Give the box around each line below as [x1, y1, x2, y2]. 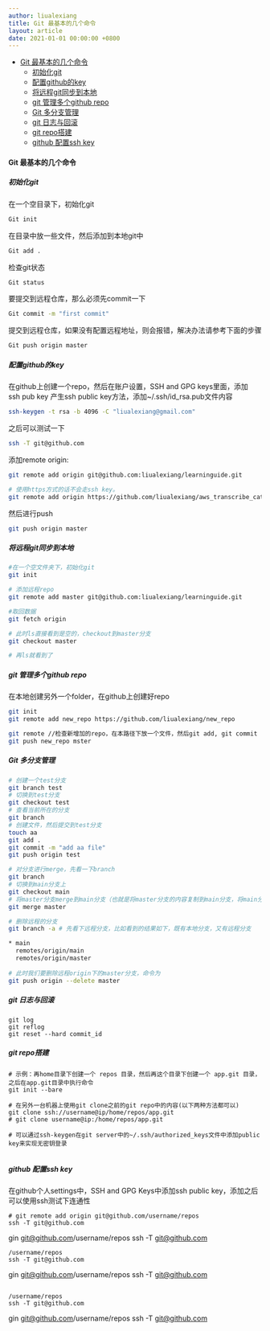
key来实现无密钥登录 [8, 1139, 67, 1148]
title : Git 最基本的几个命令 [8, 19, 96, 27]
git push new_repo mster [8, 737, 92, 745]
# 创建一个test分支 [8, 776, 67, 784]
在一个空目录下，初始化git [8, 199, 95, 209]
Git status [8, 278, 45, 286]
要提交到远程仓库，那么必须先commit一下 [8, 294, 146, 304]
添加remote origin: [8, 455, 69, 465]
